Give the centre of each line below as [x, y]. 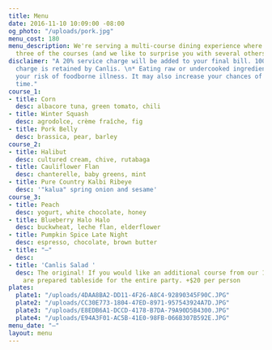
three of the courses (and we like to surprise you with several [128, 54]
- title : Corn [32, 99]
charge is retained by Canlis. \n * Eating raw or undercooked [123, 69]
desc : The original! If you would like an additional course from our [137, 273]
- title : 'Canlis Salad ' [52, 265]
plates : [21, 288]
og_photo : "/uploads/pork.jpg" [61, 31]
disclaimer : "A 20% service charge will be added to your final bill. [130, 62]
